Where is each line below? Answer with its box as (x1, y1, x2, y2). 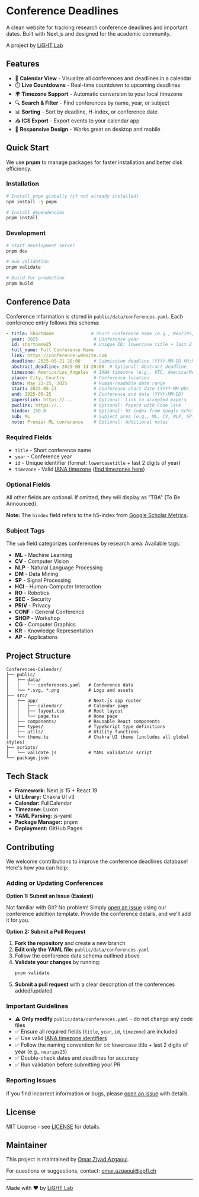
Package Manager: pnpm (14, 818, 78, 826)
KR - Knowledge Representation (14, 627, 94, 634)
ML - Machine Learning (14, 552, 72, 559)
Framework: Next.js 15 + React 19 (14, 787, 98, 794)
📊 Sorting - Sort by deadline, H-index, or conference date (14, 108, 158, 115)
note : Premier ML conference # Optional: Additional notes (11, 419, 168, 425)
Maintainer (6, 1140, 47, 1150)
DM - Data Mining (14, 571, 59, 578)
